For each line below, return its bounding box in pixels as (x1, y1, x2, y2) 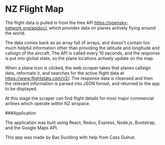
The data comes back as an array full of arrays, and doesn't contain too (5, 39, 150, 45)
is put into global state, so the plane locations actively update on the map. (5, 55, 154, 61)
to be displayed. (5, 86, 38, 91)
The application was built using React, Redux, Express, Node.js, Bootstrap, (5, 119, 156, 125)
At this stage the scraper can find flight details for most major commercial (5, 95, 154, 101)
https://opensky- (94, 20, 129, 26)
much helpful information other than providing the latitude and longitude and (5, 45, 160, 51)
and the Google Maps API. (5, 124, 58, 131)
